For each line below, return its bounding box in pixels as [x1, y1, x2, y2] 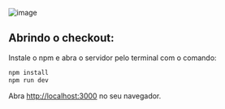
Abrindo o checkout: [8, 31, 115, 45]
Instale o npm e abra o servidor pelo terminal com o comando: [8, 53, 217, 63]
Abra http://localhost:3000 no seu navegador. [8, 90, 162, 101]
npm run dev [8, 76, 49, 85]
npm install [8, 68, 49, 76]
